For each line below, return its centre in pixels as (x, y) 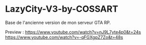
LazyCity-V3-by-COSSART (62, 9)
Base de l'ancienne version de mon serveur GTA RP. (58, 22)
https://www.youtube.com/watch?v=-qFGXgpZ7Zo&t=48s (64, 37)
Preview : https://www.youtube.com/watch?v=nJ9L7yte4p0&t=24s (73, 32)
